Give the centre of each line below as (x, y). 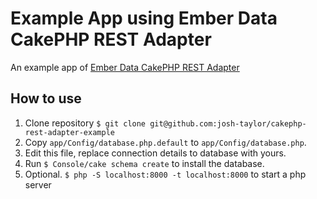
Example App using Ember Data (144, 18)
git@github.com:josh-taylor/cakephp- (228, 123)
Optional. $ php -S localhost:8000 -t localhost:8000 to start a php (165, 174)
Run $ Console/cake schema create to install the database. (144, 163)
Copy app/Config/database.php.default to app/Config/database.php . (165, 142)
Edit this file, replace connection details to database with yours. (155, 153)
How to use (46, 98)
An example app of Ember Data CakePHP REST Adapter (125, 67)
